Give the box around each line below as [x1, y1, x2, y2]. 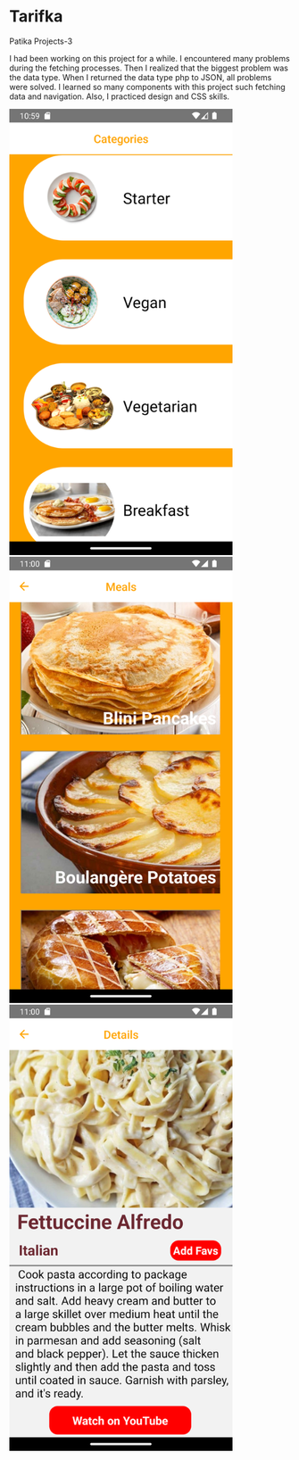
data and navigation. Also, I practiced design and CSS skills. [9, 91, 230, 102]
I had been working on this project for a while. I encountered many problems [9, 53, 290, 63]
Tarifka [9, 6, 63, 27]
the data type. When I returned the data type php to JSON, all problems [9, 71, 272, 82]
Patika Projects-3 [9, 36, 73, 46]
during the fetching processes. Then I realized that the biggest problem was [9, 62, 288, 73]
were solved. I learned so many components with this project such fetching [9, 81, 286, 92]
